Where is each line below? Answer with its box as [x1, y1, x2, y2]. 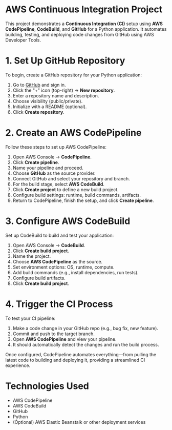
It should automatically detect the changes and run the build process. [12, 341, 160, 347]
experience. [5, 362, 31, 368]
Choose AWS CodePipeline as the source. [12, 258, 103, 264]
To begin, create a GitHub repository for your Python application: [5, 72, 142, 78]
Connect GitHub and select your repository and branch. [12, 175, 130, 181]
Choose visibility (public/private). [12, 98, 83, 104]
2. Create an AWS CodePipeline [5, 127, 142, 139]
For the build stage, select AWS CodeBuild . [12, 181, 105, 187]
